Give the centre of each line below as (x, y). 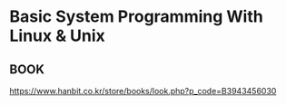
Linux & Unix (58, 36)
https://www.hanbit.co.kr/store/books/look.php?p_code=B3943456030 (143, 91)
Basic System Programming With (136, 17)
